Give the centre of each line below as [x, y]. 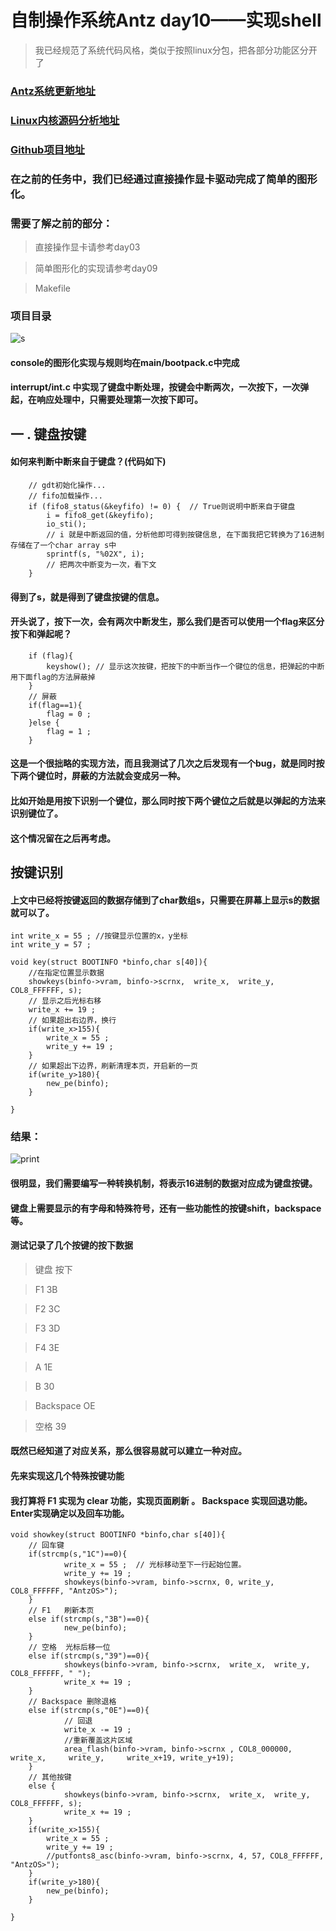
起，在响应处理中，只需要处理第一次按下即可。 [106, 400]
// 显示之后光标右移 [65, 1001]
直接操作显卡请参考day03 [87, 247]
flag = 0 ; [69, 714]
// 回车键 [46, 1546]
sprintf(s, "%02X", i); [95, 554]
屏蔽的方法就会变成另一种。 [128, 776]
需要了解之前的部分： [61, 223]
